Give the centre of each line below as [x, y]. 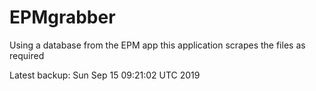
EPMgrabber [62, 17]
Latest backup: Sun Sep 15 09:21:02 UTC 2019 [105, 75]
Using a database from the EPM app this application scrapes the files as [157, 45]
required [27, 55]
